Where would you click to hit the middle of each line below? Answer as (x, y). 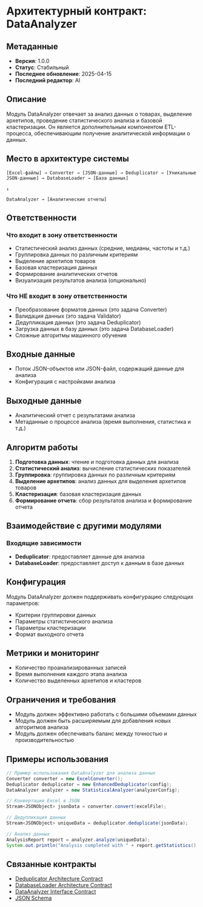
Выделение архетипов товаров (55, 261)
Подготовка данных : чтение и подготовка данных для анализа (97, 462)
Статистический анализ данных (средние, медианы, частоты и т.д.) (103, 248)
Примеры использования (58, 759)
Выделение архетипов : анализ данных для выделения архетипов (101, 481)
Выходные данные (44, 400)
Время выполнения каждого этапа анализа (71, 674)
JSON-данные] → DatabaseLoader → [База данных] (68, 178)
